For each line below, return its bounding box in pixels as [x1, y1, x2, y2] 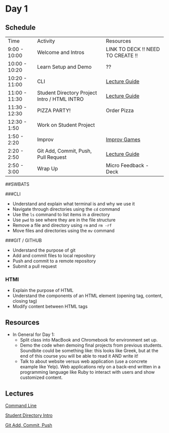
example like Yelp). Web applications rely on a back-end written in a [20, 364, 161, 370]
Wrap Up [37, 165, 58, 172]
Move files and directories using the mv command [12, 228, 115, 233]
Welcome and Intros [37, 49, 84, 56]
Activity [37, 37, 55, 44]
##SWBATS [5, 181, 30, 187]
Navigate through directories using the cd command [12, 206, 120, 212]
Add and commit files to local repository [12, 253, 96, 258]
